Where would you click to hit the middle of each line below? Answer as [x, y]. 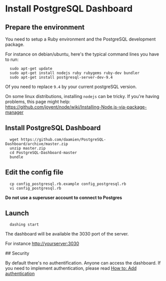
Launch [17, 213]
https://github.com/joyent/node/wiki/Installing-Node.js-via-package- [76, 107]
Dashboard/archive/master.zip [37, 144]
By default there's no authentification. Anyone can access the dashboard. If [83, 263]
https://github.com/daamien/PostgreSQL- [63, 139]
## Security [17, 253]
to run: [12, 59]
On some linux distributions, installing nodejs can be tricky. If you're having [82, 96]
